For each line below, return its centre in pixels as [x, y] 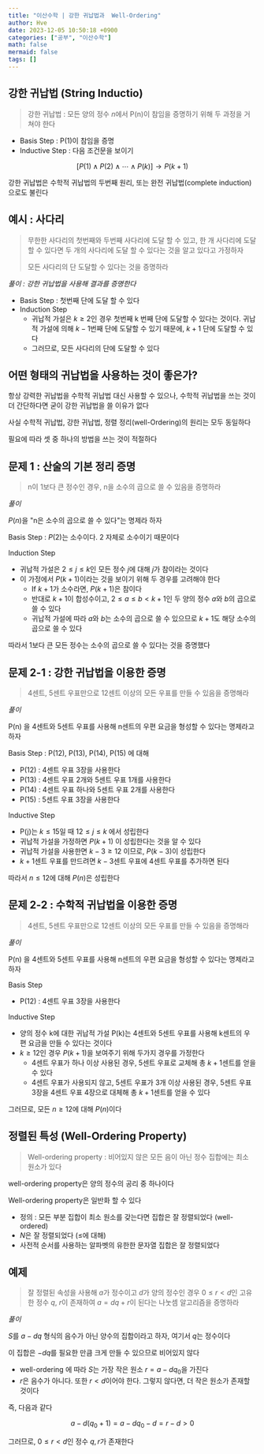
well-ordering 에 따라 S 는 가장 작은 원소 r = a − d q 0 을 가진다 [114, 1371]
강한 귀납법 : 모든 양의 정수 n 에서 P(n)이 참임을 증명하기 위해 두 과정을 [135, 114]
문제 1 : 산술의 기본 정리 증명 [72, 466]
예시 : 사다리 [36, 220]
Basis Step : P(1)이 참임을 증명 [67, 140]
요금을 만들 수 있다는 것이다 [70, 1043]
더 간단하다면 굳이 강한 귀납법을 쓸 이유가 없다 [79, 406]
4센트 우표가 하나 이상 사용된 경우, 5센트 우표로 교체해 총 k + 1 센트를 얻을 [143, 1063]
